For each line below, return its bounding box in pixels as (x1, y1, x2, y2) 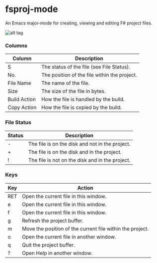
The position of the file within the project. (41, 71, 138, 78)
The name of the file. (41, 80, 90, 87)
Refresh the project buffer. (22, 217, 83, 224)
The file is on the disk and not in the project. (28, 140, 131, 147)
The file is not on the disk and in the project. (28, 156, 131, 163)
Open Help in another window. (22, 250, 93, 257)
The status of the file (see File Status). (41, 63, 131, 70)
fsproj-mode (5, 3, 58, 15)
